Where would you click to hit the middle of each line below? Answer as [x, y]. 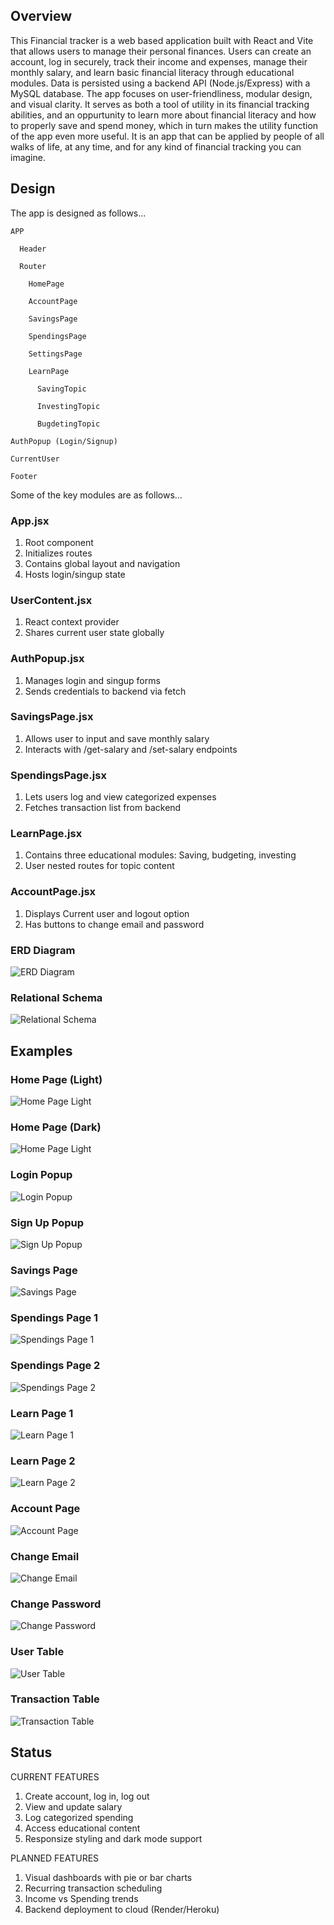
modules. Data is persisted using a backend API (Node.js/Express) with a [160, 83]
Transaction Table [55, 1699]
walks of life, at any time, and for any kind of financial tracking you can [156, 146]
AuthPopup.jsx [47, 659]
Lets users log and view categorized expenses [120, 797]
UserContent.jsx [51, 600]
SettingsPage [55, 354]
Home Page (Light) [56, 1079]
